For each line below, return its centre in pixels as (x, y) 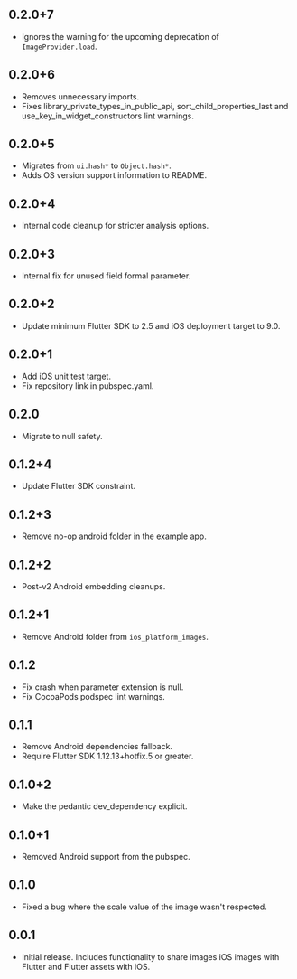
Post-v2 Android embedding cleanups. (93, 586)
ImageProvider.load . (59, 46)
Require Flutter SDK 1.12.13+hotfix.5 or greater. (107, 756)
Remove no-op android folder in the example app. (114, 536)
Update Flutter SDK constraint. (79, 486)
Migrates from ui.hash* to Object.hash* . (97, 165)
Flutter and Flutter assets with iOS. (86, 966)
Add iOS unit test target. (66, 376)
